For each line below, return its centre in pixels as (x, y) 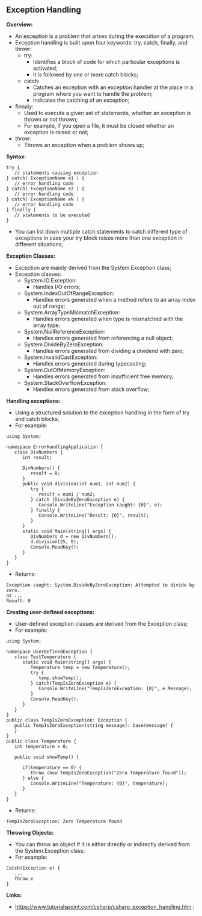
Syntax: (16, 157)
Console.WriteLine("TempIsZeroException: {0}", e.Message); (115, 688)
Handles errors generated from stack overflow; (91, 389)
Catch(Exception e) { (33, 868)
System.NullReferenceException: (65, 331)
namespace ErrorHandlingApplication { (55, 447)
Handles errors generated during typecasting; (90, 363)
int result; (37, 457)
